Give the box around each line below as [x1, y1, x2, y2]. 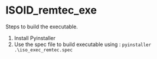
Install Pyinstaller [14, 34, 56, 41]
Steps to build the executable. [5, 23, 78, 30]
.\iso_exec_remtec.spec [14, 47, 73, 53]
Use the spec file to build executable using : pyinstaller [14, 41, 152, 48]
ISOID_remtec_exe [5, 4, 97, 17]
